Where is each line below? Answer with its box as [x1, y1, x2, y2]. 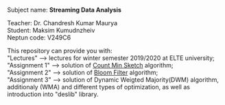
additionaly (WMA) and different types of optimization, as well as [7, 83, 191, 91]
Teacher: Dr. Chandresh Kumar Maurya [7, 19, 118, 27]
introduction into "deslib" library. [7, 90, 99, 98]
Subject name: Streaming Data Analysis [7, 6, 122, 14]
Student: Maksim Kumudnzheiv [7, 27, 95, 34]
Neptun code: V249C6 [7, 33, 71, 42]
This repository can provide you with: [7, 47, 113, 55]
